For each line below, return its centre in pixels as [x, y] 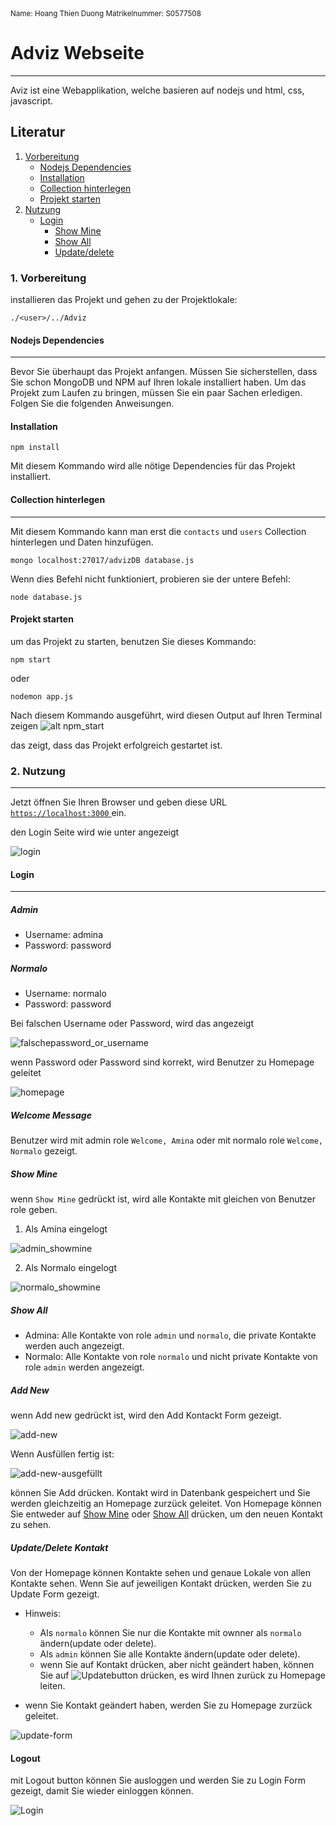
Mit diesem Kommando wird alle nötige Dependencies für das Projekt [153, 466]
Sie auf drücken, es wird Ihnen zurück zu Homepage [182, 1675]
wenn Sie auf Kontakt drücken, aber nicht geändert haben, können [177, 1665]
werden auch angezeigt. [74, 1346]
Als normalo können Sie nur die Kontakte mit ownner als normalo [170, 1633]
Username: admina [64, 935]
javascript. [32, 100]
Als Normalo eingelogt [70, 1268]
